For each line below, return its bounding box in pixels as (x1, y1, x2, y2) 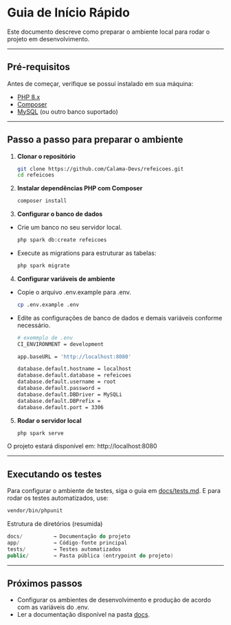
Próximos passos (7, 578, 82, 589)
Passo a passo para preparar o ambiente (7, 134, 184, 146)
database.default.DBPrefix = (16, 397, 101, 404)
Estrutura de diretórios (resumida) (7, 520, 103, 528)
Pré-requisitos (7, 61, 71, 73)
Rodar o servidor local (16, 416, 82, 424)
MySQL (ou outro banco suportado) (16, 107, 118, 116)
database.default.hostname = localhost (16, 366, 132, 373)
